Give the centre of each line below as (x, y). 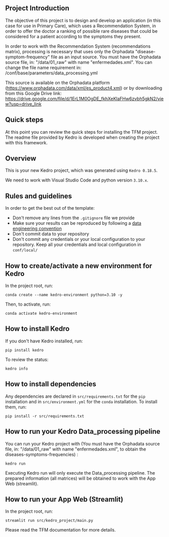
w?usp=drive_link (23, 104)
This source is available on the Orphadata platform (58, 82)
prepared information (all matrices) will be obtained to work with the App (80, 478)
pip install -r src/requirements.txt (45, 416)
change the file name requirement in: (44, 67)
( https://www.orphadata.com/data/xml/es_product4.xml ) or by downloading (84, 88)
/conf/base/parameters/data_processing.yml (52, 73)
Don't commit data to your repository (51, 234)
